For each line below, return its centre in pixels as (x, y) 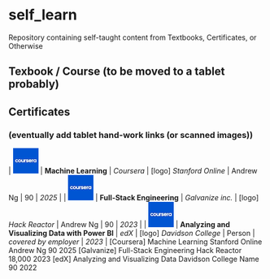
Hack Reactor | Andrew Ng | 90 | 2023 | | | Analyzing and (119, 225)
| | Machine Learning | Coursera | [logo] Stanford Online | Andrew (133, 171)
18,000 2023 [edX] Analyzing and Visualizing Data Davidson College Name (134, 259)
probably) (34, 84)
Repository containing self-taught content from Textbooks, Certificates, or (133, 37)
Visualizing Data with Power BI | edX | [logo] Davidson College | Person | (132, 234)
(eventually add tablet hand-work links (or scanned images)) (131, 135)
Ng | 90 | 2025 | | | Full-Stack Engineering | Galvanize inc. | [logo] (134, 198)
